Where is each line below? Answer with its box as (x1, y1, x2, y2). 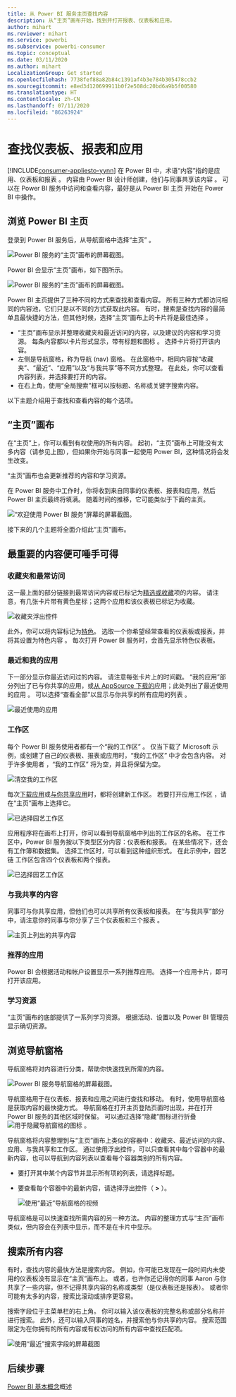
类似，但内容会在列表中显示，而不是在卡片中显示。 (7, 1223, 156, 1231)
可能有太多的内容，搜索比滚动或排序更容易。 (7, 1292, 137, 1300)
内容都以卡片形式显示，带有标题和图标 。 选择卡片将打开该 (44, 337, 215, 345)
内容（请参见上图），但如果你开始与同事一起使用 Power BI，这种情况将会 (13, 448, 223, 456)
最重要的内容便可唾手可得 (7, 548, 118, 560)
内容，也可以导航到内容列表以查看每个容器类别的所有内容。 (13, 1154, 187, 1163)
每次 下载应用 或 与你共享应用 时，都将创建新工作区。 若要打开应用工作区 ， (7, 790, 221, 798)
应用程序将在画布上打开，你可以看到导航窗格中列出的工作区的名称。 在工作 (7, 828, 225, 837)
